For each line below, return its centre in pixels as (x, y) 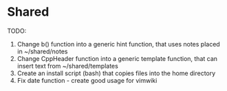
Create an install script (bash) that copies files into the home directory (116, 73)
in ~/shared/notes (42, 51)
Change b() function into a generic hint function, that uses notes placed (118, 44)
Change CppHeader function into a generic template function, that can (117, 58)
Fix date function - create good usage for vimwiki (87, 80)
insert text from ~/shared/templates (67, 66)
